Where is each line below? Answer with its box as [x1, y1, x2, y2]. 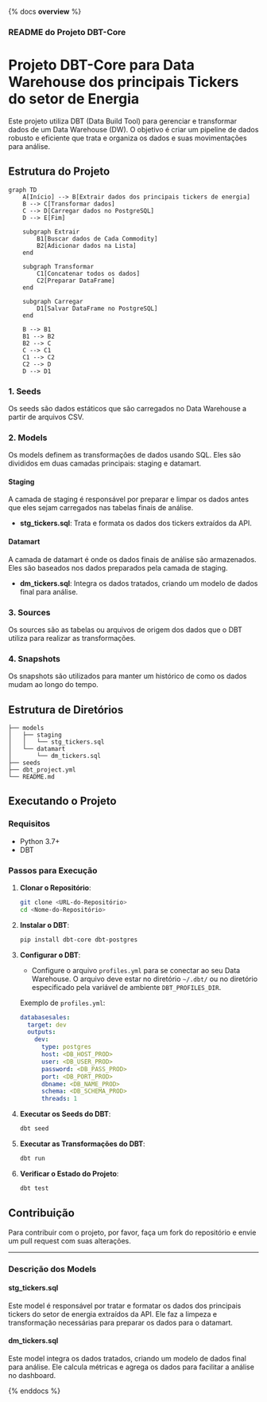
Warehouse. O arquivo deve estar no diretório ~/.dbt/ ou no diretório [31, 974, 258, 984]
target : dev [27, 1020, 67, 1029]
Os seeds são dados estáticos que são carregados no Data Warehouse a [8, 403, 247, 413]
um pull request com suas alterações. [8, 1235, 131, 1246]
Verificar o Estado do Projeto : [19, 1168, 119, 1178]
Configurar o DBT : [19, 950, 81, 960]
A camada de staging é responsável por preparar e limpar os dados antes [8, 494, 249, 505]
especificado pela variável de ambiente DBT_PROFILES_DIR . [31, 982, 222, 992]
